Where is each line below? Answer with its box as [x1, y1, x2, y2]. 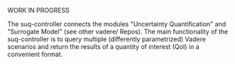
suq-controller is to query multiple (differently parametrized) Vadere [7, 35, 206, 43]
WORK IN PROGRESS [7, 6, 70, 14]
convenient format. [7, 50, 63, 58]
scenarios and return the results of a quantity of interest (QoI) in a [7, 43, 200, 50]
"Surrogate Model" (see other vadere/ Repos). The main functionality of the [7, 28, 229, 36]
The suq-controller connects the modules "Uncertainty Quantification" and [7, 20, 226, 28]
